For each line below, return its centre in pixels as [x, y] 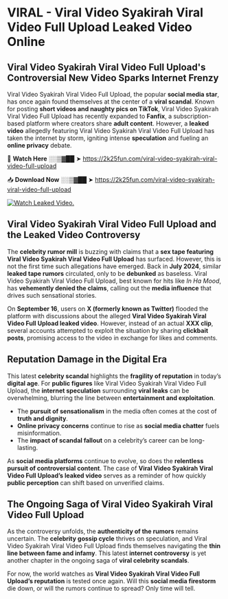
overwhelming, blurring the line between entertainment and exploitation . [111, 398]
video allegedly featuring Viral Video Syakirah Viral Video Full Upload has [111, 131]
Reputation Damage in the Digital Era [87, 359]
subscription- [192, 116]
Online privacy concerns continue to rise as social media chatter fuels [118, 425]
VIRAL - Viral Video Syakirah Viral [105, 13]
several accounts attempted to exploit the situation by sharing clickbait [108, 330]
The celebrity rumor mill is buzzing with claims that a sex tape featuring [111, 251]
